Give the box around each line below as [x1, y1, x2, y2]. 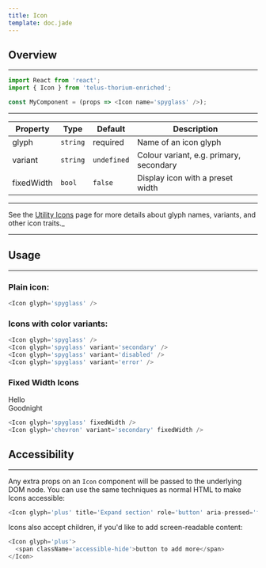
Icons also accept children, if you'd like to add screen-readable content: [8, 523, 243, 532]
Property [15, 123, 50, 134]
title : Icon [8, 11, 47, 20]
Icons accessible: [8, 493, 66, 502]
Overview [8, 48, 58, 62]
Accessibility [8, 448, 74, 461]
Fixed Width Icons [8, 377, 79, 388]
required [92, 136, 124, 147]
